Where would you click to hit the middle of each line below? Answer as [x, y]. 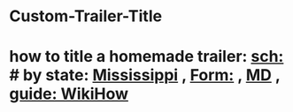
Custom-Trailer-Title [85, 16]
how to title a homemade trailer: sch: [146, 57]
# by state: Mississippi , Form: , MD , [145, 75]
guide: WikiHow [69, 94]
